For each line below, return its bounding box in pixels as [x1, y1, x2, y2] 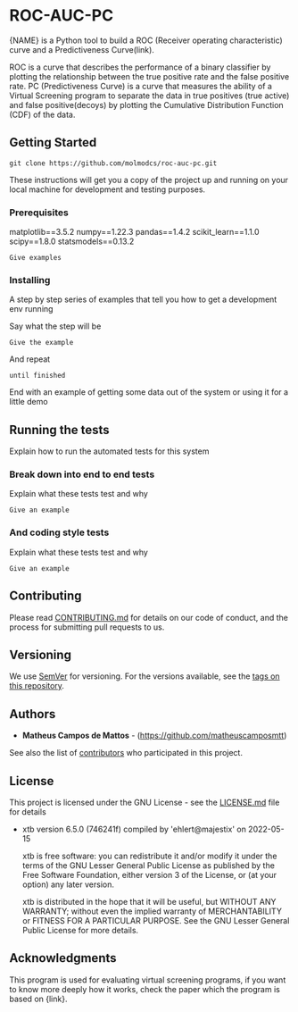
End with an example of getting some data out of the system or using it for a [9, 387, 288, 397]
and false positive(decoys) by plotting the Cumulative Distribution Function [9, 99, 284, 110]
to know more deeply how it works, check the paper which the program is [9, 983, 281, 994]
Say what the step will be [9, 321, 102, 331]
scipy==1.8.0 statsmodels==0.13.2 [9, 236, 135, 247]
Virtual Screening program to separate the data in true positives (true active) [9, 90, 290, 101]
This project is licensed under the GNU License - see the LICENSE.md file [9, 797, 280, 807]
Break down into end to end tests [9, 468, 155, 481]
